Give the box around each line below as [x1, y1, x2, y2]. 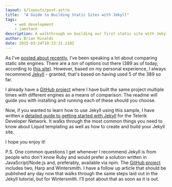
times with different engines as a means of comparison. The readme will [5, 91, 158, 98]
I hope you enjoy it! [5, 138, 46, 145]
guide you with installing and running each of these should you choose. [5, 97, 156, 103]
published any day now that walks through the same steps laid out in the [5, 170, 158, 176]
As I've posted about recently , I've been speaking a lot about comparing [5, 55, 157, 61]
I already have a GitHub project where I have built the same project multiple [5, 86, 164, 92]
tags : [5, 17, 17, 22]
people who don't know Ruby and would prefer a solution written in [5, 154, 147, 160]
